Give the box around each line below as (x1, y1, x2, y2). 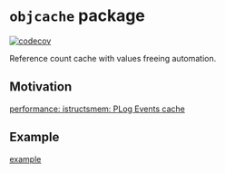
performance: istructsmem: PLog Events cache (9, 103, 186, 114)
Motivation (9, 79, 73, 95)
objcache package (9, 5, 145, 26)
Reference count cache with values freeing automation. (9, 53, 217, 63)
